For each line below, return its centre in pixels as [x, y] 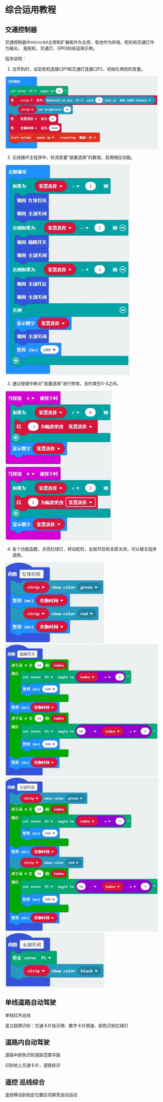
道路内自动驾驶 [27, 1042]
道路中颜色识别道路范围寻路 [33, 1055]
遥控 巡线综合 [25, 1082]
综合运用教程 [31, 10]
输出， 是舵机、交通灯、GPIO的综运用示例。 [53, 48]
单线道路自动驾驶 [31, 1003]
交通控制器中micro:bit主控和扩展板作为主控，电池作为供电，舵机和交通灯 [78, 42]
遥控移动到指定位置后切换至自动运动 [41, 1095]
